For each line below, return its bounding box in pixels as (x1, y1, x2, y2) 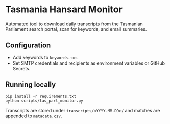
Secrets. (12, 65, 31, 71)
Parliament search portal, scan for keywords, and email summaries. (5, 26, 147, 32)
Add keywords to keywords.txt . (12, 54, 79, 60)
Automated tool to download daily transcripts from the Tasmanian (5, 20, 143, 27)
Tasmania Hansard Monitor (5, 4, 123, 15)
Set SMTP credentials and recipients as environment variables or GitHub (12, 60, 165, 66)
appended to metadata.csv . (5, 113, 62, 119)
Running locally (5, 80, 56, 89)
